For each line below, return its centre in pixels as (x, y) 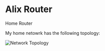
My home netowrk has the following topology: (53, 33)
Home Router (19, 23)
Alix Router (29, 9)
